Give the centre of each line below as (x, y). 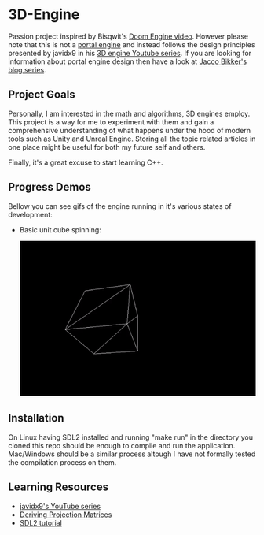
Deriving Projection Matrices (66, 515)
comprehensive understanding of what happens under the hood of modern (130, 130)
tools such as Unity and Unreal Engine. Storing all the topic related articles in (132, 139)
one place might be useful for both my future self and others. (107, 147)
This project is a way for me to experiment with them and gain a (111, 122)
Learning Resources (58, 487)
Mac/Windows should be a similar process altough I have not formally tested (132, 454)
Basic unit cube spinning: (60, 229)
